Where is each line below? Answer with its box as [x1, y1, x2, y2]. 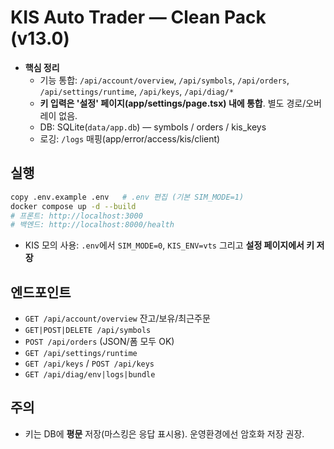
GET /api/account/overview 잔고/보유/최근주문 [24, 312, 211, 325]
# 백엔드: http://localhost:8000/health [10, 220, 175, 230]
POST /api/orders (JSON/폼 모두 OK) [24, 336, 175, 348]
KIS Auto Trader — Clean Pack [10, 6, 267, 29]
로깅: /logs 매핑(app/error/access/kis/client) [39, 132, 221, 145]
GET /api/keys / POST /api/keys [24, 357, 155, 370]
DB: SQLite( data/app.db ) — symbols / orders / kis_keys [39, 121, 267, 133]
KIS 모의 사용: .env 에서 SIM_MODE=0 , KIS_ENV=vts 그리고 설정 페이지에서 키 [24, 239, 315, 251]
